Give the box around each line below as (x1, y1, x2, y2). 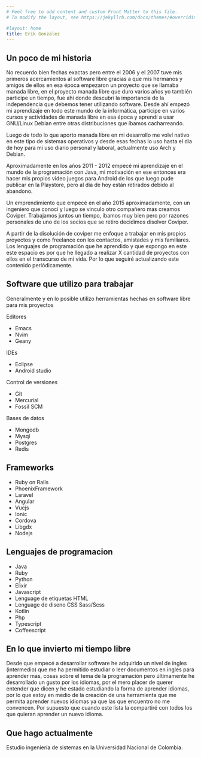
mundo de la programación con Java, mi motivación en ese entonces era (6, 168, 186, 176)
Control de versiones (6, 378, 58, 385)
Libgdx (14, 523, 32, 530)
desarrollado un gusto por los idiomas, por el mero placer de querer (6, 678, 173, 686)
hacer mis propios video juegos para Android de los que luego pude (6, 175, 174, 182)
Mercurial (14, 396, 39, 403)
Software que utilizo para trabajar (6, 279, 134, 289)
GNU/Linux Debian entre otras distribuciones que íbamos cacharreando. (6, 120, 184, 127)
